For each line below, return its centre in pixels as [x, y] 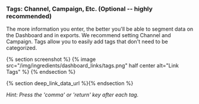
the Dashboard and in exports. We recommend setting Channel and [89, 35]
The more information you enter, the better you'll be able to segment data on [100, 29]
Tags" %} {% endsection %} [41, 72]
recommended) [29, 16]
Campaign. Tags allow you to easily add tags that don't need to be [87, 42]
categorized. [22, 48]
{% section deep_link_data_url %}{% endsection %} [70, 83]
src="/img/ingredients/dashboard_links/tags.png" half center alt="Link [93, 66]
